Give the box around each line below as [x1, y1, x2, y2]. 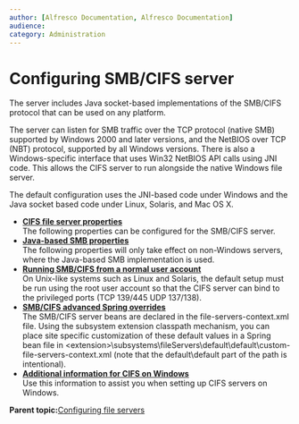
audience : [9, 21, 46, 30]
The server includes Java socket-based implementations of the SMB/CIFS [9, 98, 282, 108]
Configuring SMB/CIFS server [9, 68, 235, 89]
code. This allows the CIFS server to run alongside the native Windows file [9, 163, 283, 174]
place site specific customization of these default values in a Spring [21, 330, 271, 341]
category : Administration [9, 30, 105, 38]
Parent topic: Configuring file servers [9, 404, 145, 416]
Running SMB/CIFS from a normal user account [21, 264, 202, 275]
